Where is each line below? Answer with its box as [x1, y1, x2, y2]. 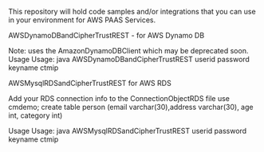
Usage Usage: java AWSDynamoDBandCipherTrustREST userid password [8, 55, 250, 64]
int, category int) [8, 111, 63, 120]
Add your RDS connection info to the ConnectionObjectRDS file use [8, 94, 230, 103]
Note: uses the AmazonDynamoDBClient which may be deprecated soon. [8, 46, 249, 55]
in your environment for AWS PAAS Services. [8, 15, 156, 25]
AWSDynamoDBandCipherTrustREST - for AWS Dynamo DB [8, 31, 205, 40]
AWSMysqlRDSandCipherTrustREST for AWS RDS [8, 79, 171, 88]
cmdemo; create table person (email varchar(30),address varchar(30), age [8, 103, 254, 111]
